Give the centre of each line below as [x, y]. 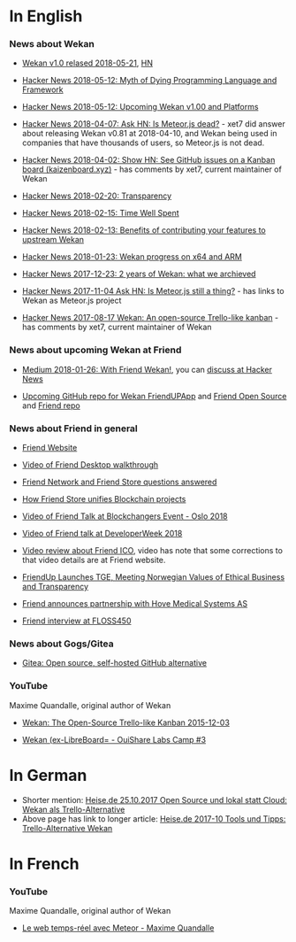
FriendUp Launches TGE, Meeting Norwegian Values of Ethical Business [153, 577]
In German [48, 775]
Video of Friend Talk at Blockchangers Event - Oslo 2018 [125, 516]
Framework [42, 89]
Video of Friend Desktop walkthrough [90, 465]
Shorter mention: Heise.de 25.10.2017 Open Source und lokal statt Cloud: [154, 799]
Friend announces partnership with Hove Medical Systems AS [135, 604]
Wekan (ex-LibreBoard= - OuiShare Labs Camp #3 [114, 739]
